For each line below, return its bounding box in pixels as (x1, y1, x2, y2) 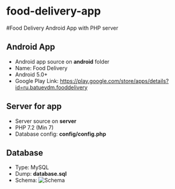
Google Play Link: (14, 77, 59, 84)
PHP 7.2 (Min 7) (14, 124, 54, 131)
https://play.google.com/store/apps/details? (60, 77, 169, 84)
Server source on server (14, 117, 77, 125)
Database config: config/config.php (14, 130, 107, 138)
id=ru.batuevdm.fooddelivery (14, 84, 88, 91)
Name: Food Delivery (14, 64, 68, 71)
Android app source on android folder (14, 58, 110, 65)
